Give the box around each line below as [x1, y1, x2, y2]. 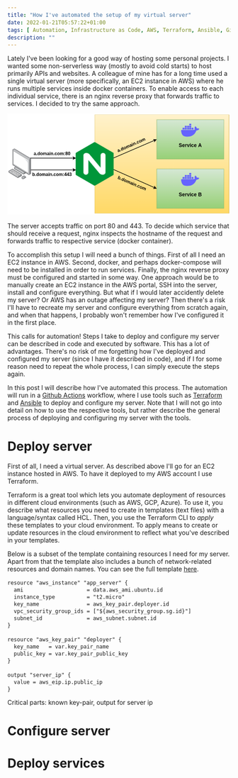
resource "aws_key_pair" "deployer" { [7, 636, 122, 643]
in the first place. [7, 318, 57, 327]
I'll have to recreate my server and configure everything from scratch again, [7, 304, 229, 312]
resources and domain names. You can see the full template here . [7, 565, 199, 574]
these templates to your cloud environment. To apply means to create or [7, 521, 218, 530]
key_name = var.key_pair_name [13, 643, 110, 650]
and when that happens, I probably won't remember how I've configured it [7, 311, 225, 319]
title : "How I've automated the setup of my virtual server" [7, 11, 192, 18]
